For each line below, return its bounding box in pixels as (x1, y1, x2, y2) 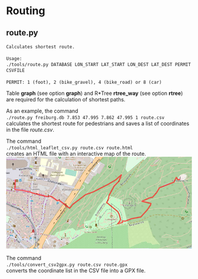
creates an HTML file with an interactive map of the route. (6, 150, 146, 157)
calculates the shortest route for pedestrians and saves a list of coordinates (6, 120, 190, 127)
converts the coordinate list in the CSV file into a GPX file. (6, 267, 146, 274)
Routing (6, 4, 45, 18)
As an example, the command (6, 107, 78, 114)
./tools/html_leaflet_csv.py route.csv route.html (6, 145, 133, 151)
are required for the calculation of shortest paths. (6, 96, 126, 103)
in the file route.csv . (6, 126, 55, 133)
